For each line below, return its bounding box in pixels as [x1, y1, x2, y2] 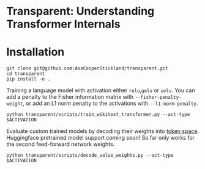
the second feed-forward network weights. [6, 140, 115, 148]
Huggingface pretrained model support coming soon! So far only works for [6, 134, 195, 142]
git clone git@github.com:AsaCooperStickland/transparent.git [6, 65, 168, 71]
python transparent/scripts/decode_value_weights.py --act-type [6, 153, 174, 159]
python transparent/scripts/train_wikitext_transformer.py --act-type [6, 112, 190, 118]
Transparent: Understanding [6, 4, 155, 18]
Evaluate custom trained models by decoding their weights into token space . [6, 128, 199, 135]
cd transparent [6, 71, 45, 77]
